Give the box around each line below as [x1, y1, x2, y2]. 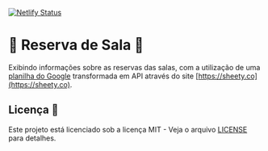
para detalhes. [8, 133, 57, 143]
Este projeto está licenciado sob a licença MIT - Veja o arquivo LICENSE [8, 124, 248, 134]
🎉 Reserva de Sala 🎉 [8, 36, 144, 54]
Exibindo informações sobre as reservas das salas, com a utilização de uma [8, 62, 261, 72]
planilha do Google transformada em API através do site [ [8, 71, 199, 81]
